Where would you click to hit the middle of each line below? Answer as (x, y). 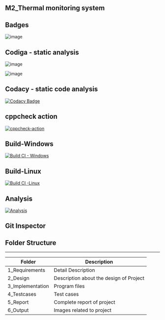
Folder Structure (31, 243)
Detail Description (74, 270)
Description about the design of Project (99, 278)
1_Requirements (27, 270)
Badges (17, 25)
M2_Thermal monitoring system (55, 8)
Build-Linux (23, 171)
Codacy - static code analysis (52, 89)
